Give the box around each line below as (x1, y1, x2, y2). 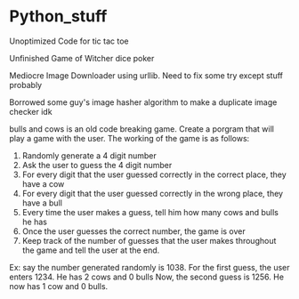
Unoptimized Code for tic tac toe (9, 36, 129, 46)
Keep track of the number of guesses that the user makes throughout (21, 235, 277, 246)
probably (9, 79, 43, 90)
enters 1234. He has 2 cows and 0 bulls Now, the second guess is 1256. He (9, 271, 285, 282)
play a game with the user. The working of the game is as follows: (9, 133, 250, 143)
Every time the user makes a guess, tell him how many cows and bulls (21, 206, 279, 217)
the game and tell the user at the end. (21, 245, 160, 255)
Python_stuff (9, 6, 108, 27)
